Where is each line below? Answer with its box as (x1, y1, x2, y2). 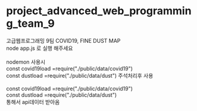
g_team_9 (6, 17, 55, 30)
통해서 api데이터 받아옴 (6, 98, 60, 105)
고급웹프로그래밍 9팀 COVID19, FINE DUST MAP (6, 37, 121, 44)
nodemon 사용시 (6, 58, 46, 65)
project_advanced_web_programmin (6, 4, 192, 18)
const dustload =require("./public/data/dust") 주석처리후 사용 (6, 72, 154, 79)
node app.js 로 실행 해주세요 (6, 45, 73, 52)
